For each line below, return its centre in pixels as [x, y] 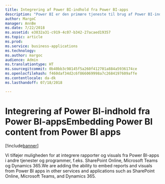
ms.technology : [21, 51]
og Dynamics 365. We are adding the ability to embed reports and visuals [79, 165]
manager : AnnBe [21, 23]
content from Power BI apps [63, 132]
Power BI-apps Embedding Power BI [79, 121]
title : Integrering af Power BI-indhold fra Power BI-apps [67, 10]
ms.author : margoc [24, 55]
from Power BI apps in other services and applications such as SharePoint [80, 171]
